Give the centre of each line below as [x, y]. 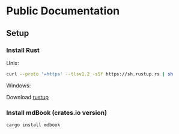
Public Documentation [63, 11]
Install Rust [23, 50]
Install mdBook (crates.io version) [56, 112]
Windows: [19, 86]
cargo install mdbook [33, 125]
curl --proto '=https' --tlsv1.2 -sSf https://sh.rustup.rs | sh [89, 74]
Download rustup [28, 97]
